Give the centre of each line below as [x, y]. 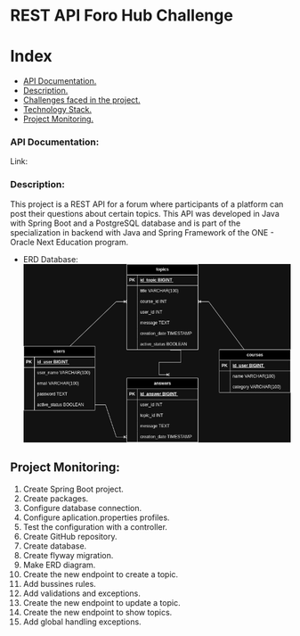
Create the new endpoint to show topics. [97, 612]
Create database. [55, 546]
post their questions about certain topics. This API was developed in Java [145, 213]
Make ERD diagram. [59, 565]
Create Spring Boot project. [73, 489]
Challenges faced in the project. [81, 100]
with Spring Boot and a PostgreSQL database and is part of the [126, 223]
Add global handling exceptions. [82, 622]
